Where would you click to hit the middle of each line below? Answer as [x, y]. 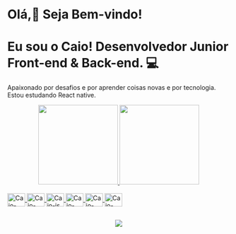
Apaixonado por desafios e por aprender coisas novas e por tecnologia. [112, 88]
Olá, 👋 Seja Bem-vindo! [75, 14]
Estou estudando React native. [52, 95]
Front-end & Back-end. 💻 [83, 63]
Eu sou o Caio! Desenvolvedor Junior [118, 47]
